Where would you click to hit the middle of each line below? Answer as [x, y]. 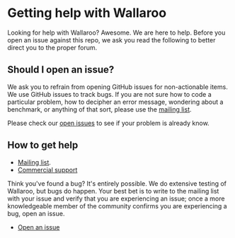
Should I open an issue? [61, 70]
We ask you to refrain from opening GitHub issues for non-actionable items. [117, 87]
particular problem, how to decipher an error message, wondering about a [115, 102]
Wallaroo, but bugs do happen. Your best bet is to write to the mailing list [113, 191]
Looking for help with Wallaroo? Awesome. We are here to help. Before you [116, 32]
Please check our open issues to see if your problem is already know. [109, 123]
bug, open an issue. [36, 213]
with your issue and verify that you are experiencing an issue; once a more [116, 198]
